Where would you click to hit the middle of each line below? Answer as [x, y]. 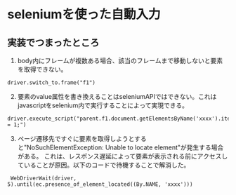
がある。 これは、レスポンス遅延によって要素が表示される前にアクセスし [123, 156]
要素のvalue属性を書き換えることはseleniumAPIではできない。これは [117, 96]
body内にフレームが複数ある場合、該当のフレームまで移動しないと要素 [120, 61]
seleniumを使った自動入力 [84, 14]
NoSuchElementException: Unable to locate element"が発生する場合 [125, 147]
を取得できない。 [42, 69]
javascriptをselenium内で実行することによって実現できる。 [103, 105]
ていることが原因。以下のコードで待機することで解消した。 [104, 165]
